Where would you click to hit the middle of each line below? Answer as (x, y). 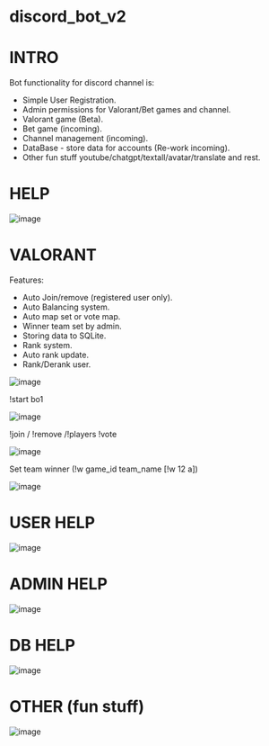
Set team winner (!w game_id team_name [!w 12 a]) (104, 469)
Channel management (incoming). (85, 139)
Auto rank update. (56, 355)
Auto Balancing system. (66, 307)
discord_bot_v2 (68, 17)
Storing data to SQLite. (64, 336)
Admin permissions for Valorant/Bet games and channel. (126, 110)
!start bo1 (26, 399)
